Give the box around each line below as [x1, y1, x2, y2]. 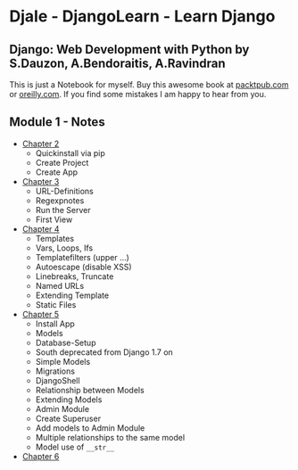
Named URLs [35, 280, 85, 291]
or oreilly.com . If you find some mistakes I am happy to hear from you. [9, 89, 267, 99]
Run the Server [35, 204, 91, 215]
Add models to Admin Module [35, 422, 145, 433]
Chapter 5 [21, 309, 60, 319]
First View [35, 214, 73, 225]
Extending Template [35, 290, 110, 301]
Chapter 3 [21, 176, 60, 186]
